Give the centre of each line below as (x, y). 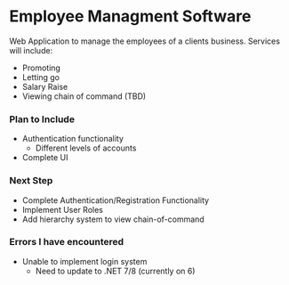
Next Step (31, 181)
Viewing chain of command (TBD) (84, 96)
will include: (31, 50)
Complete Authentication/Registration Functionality (116, 200)
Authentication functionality (73, 139)
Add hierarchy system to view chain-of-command (113, 219)
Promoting (41, 68)
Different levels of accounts (86, 148)
